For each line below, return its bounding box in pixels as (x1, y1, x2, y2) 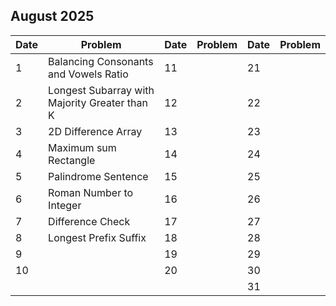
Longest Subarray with (48, 83, 155, 97)
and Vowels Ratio (48, 67, 129, 81)
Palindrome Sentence (48, 169, 149, 183)
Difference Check (48, 214, 131, 228)
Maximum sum (48, 140, 117, 154)
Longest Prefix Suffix (48, 230, 147, 244)
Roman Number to (48, 185, 134, 199)
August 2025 (10, 8, 95, 25)
